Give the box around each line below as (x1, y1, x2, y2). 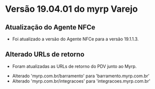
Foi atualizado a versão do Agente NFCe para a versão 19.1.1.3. (12, 36, 139, 42)
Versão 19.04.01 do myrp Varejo (5, 3, 138, 15)
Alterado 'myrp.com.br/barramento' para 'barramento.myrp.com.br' (12, 73, 150, 79)
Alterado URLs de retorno (5, 50, 85, 59)
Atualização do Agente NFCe (5, 23, 95, 31)
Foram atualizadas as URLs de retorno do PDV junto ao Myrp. (12, 63, 137, 69)
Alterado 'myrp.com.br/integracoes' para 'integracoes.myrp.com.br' (12, 78, 151, 84)
